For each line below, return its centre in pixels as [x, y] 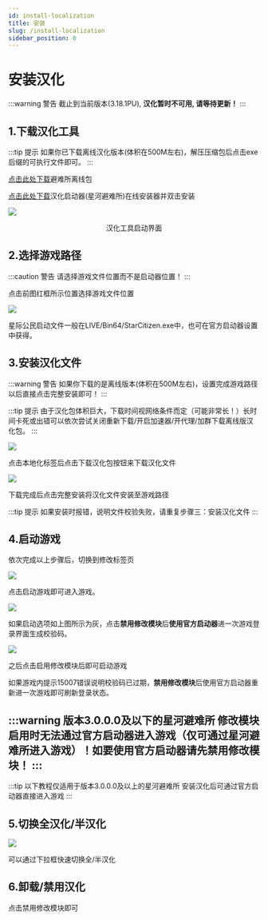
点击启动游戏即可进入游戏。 [54, 591]
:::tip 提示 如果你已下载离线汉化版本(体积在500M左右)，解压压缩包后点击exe [133, 152]
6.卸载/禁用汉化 [47, 887]
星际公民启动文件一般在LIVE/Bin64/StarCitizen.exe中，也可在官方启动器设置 [133, 325]
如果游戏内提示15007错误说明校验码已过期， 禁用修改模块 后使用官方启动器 [130, 683]
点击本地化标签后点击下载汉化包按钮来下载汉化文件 [92, 462]
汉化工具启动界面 [134, 228]
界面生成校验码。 [43, 634]
